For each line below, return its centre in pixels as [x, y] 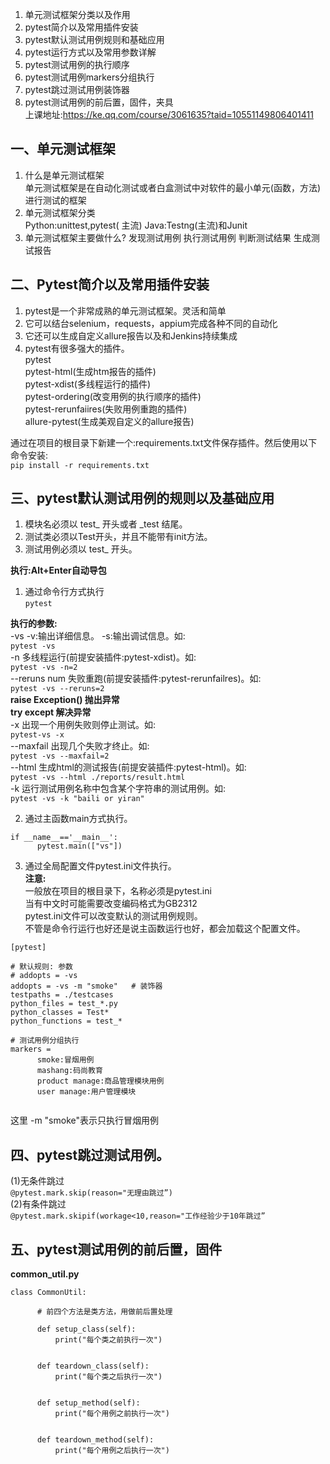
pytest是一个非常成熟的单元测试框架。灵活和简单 [125, 310]
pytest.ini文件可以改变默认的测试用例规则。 [113, 916]
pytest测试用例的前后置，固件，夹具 [99, 102]
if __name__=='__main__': [64, 838]
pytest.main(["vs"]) [79, 846]
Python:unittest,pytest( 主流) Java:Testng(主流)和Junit [136, 225]
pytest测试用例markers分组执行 [89, 77]
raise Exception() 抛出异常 [65, 700]
